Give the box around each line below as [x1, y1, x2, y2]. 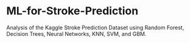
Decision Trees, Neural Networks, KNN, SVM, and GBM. [6, 30, 147, 37]
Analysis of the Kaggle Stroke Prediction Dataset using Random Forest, [6, 24, 185, 31]
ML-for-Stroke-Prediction [6, 4, 139, 18]
